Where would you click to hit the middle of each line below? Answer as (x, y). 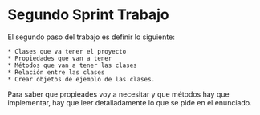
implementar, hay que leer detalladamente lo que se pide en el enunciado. (130, 102)
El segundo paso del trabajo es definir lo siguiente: (91, 37)
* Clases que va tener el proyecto (67, 51)
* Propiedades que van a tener (60, 58)
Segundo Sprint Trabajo (88, 15)
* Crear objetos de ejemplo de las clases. (81, 79)
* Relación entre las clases (56, 72)
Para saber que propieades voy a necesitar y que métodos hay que (118, 94)
